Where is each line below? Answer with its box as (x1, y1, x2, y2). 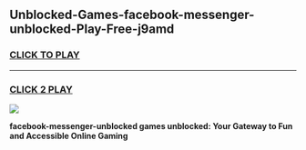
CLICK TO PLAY (9, 49, 80, 62)
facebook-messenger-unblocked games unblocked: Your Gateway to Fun (9, 120, 293, 131)
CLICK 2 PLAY (9, 83, 73, 95)
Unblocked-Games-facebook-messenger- (9, 7, 255, 23)
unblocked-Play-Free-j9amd (9, 22, 175, 37)
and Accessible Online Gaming (9, 130, 128, 141)
